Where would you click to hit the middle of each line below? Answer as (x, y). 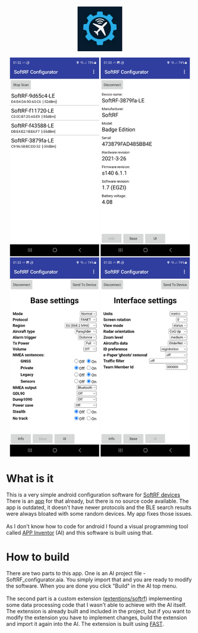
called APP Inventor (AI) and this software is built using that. (80, 533)
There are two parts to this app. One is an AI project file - (76, 573)
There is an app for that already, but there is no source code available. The (98, 501)
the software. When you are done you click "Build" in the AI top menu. (92, 586)
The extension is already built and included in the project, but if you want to (99, 612)
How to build (38, 557)
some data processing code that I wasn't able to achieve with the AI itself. (96, 605)
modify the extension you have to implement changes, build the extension (97, 618)
